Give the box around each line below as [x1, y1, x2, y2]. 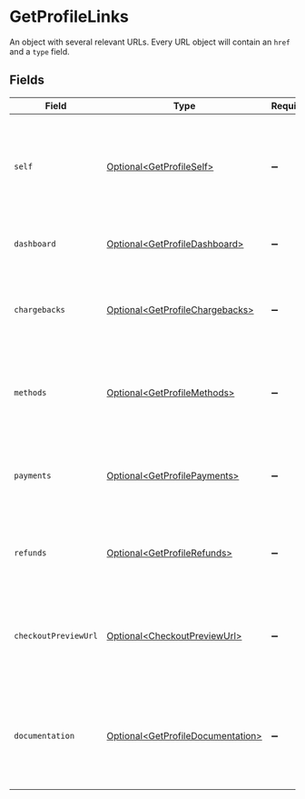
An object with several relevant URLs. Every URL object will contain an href [9, 36, 290, 47]
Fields [9, 73, 45, 88]
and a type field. [9, 45, 70, 56]
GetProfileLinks [9, 6, 130, 27]
